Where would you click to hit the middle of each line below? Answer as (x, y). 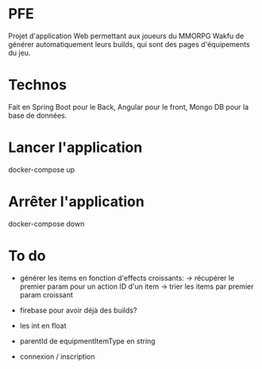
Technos (38, 85)
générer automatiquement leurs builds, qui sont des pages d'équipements (129, 44)
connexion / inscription (57, 356)
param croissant (46, 294)
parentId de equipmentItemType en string (88, 341)
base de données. (38, 115)
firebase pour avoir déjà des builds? (78, 310)
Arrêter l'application (76, 202)
